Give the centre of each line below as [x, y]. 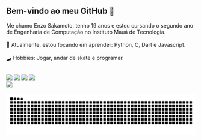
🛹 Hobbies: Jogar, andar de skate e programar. [65, 58]
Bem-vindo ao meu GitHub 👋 [60, 11]
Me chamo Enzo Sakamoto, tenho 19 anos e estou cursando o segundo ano [100, 25]
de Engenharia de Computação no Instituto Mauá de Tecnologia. [86, 32]
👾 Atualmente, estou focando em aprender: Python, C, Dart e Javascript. [96, 44]
